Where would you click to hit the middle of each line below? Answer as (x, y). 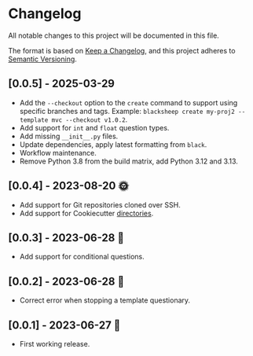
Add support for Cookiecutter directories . (86, 213)
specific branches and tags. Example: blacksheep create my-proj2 (127, 111)
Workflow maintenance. (58, 152)
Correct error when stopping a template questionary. (105, 300)
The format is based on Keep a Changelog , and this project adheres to (122, 50)
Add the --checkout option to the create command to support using (128, 102)
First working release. (55, 344)
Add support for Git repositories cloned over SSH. (100, 204)
